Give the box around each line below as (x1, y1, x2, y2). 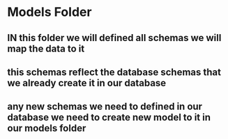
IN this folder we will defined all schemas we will (7, 32, 222, 44)
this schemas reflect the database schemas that (7, 66, 222, 78)
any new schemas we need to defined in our (7, 101, 203, 113)
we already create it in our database (7, 77, 167, 89)
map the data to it (7, 42, 85, 54)
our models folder (7, 122, 86, 134)
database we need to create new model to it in (7, 112, 211, 124)
